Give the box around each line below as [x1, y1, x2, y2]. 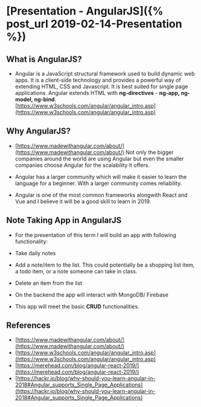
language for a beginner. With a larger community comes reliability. [14, 180, 182, 187]
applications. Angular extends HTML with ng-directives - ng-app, [14, 90, 180, 96]
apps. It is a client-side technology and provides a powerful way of [14, 77, 181, 83]
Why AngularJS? [6, 126, 71, 137]
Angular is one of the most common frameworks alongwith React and [14, 191, 188, 198]
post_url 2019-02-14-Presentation [6, 17, 182, 31]
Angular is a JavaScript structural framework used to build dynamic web [14, 70, 195, 77]
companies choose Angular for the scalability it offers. [14, 161, 150, 169]
